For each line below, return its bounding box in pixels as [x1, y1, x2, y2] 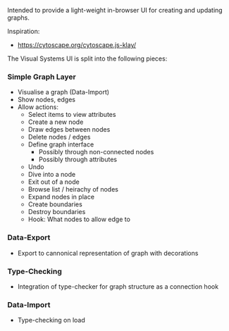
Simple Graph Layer [7, 72, 76, 82]
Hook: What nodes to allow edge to [27, 215, 130, 224]
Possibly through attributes [38, 155, 118, 164]
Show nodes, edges [17, 95, 76, 104]
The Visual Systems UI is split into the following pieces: [7, 54, 168, 63]
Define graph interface [27, 140, 94, 149]
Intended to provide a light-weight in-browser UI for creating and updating [7, 6, 223, 14]
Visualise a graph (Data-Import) [17, 88, 110, 96]
